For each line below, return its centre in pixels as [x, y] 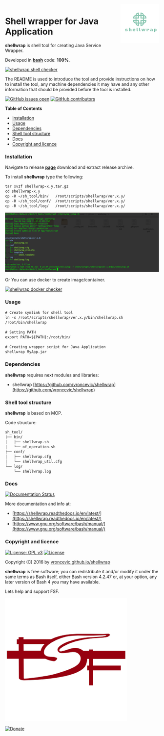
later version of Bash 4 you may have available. [52, 582]
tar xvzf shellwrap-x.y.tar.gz [37, 187]
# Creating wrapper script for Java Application [55, 347]
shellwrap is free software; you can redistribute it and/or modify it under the [82, 571]
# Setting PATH [20, 332]
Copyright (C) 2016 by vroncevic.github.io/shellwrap [58, 562]
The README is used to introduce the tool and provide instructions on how [80, 79]
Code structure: [21, 423]
